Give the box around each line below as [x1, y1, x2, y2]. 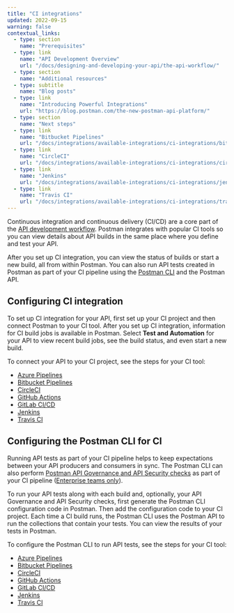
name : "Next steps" [19, 120, 77, 128]
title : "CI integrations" [7, 10, 82, 17]
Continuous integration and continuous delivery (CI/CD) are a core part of [7, 218, 219, 225]
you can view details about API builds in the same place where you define [7, 232, 219, 241]
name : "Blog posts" [19, 88, 77, 95]
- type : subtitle [13, 82, 64, 89]
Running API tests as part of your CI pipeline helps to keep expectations [7, 454, 214, 462]
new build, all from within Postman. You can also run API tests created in [7, 261, 215, 268]
